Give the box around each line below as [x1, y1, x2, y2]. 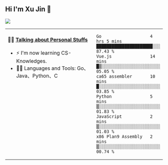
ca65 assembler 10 [96, 73, 155, 79]
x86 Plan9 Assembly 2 [96, 133, 153, 139]
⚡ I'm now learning [16, 50, 60, 57]
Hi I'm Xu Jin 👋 [5, 5, 51, 14]
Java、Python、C [16, 72, 58, 79]
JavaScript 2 [96, 113, 153, 119]
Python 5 [96, 93, 153, 99]
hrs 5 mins [96, 38, 122, 44]
